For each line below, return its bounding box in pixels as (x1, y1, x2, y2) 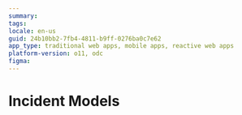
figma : (8, 57, 31, 66)
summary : (8, 11, 38, 20)
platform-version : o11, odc (8, 49, 104, 57)
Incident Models (8, 92, 120, 110)
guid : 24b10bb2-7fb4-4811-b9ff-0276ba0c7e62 (8, 34, 162, 43)
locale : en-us (8, 27, 57, 35)
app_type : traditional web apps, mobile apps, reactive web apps (8, 42, 234, 50)
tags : (8, 19, 27, 28)
